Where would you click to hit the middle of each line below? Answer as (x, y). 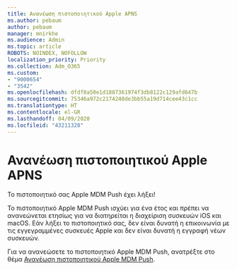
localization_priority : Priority (57, 60)
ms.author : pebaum (34, 20)
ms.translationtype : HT (42, 106)
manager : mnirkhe (33, 33)
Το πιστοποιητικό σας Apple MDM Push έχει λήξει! (81, 195)
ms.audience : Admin (36, 40)
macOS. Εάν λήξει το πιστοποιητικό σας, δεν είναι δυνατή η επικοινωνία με (118, 223)
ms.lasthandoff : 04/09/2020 (49, 118)
